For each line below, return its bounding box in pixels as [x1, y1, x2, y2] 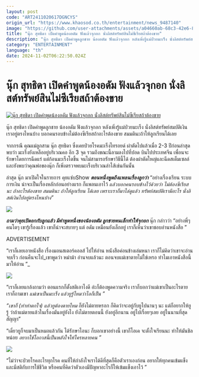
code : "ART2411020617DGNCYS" [6, 14, 78, 20]
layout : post [6, 8, 38, 15]
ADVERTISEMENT [6, 235, 50, 242]
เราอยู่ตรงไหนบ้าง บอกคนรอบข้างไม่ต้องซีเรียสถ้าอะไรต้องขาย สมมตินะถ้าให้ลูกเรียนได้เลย [6, 130, 176, 137]
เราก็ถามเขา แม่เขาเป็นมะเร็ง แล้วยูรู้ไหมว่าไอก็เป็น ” [6, 290, 105, 297]
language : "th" [6, 47, 44, 53]
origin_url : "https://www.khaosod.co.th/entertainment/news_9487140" [6, 20, 182, 26]
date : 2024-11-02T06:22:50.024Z [6, 53, 86, 59]
